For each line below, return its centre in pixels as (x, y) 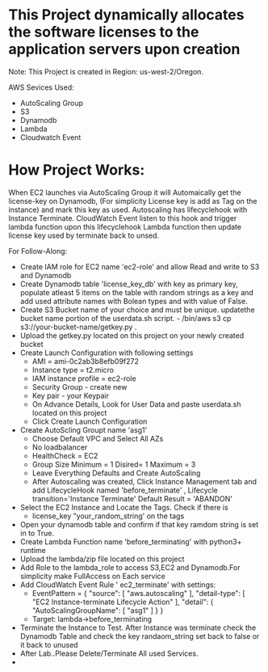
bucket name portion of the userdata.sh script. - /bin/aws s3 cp (126, 318)
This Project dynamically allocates (126, 15)
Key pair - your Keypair (71, 395)
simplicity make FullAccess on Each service (92, 576)
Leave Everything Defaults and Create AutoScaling (116, 473)
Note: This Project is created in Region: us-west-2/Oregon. (106, 71)
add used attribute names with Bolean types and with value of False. (134, 301)
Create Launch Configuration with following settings (107, 353)
